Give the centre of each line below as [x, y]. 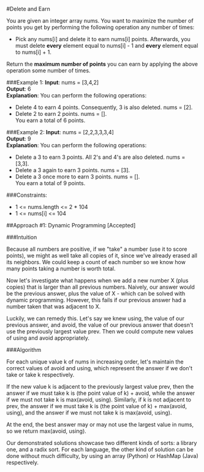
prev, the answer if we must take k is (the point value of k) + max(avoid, [96, 406]
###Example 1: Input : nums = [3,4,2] [53, 82]
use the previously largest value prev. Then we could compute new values [100, 331]
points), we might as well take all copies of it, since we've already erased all [102, 256]
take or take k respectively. [40, 375]
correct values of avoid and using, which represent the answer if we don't [100, 368]
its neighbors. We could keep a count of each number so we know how [96, 262]
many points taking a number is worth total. [61, 268]
